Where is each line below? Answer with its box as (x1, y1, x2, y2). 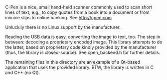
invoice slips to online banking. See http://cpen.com (5, 15, 112, 20)
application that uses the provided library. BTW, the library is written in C (5, 64, 154, 70)
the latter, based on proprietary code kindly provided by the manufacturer (5, 44, 157, 50)
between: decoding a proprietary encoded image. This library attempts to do (5, 39, 163, 45)
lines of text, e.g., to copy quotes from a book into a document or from (5, 9, 150, 15)
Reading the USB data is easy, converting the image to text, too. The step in (5, 34, 161, 40)
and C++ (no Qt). (5, 70, 40, 76)
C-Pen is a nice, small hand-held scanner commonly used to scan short (5, 4, 153, 10)
